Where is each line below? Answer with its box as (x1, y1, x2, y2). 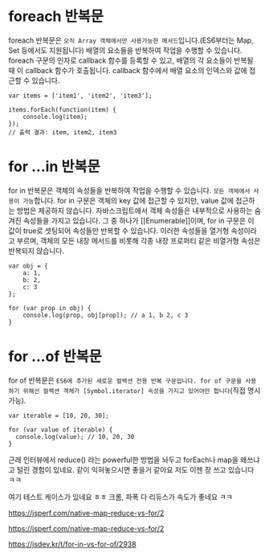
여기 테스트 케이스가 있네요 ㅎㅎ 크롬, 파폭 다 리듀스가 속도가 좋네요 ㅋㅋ (8, 492, 233, 502)
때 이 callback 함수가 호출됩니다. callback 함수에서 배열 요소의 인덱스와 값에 (8, 65, 247, 75)
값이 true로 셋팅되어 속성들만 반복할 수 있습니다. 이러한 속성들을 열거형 (8, 226, 230, 235)
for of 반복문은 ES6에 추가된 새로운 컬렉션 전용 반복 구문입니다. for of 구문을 (8, 375, 243, 385)
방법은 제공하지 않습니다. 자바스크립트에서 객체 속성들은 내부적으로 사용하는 (16, 206, 253, 215)
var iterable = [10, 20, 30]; (8, 412, 110, 420)
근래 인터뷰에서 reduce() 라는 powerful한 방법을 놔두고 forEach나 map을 (8, 455, 239, 465)
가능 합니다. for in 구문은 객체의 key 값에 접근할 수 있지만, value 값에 (22, 195, 234, 205)
